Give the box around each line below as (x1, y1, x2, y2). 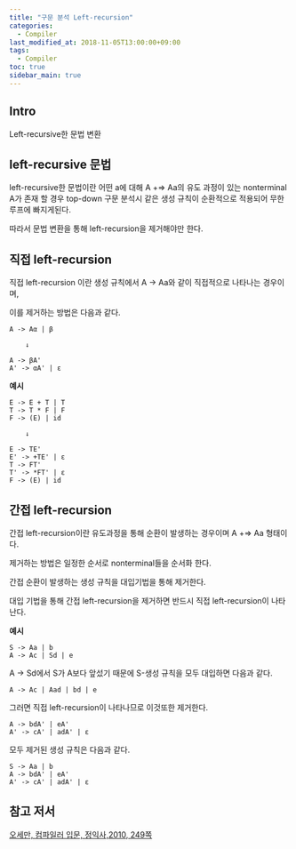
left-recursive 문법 (9, 156, 112, 172)
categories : (9, 21, 53, 30)
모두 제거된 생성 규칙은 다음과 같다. (9, 744, 131, 755)
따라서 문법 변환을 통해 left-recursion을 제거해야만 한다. (9, 223, 204, 234)
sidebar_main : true (9, 71, 82, 80)
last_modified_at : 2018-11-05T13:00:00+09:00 (9, 37, 180, 47)
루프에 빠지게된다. (9, 204, 72, 215)
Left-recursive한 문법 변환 (9, 128, 102, 139)
